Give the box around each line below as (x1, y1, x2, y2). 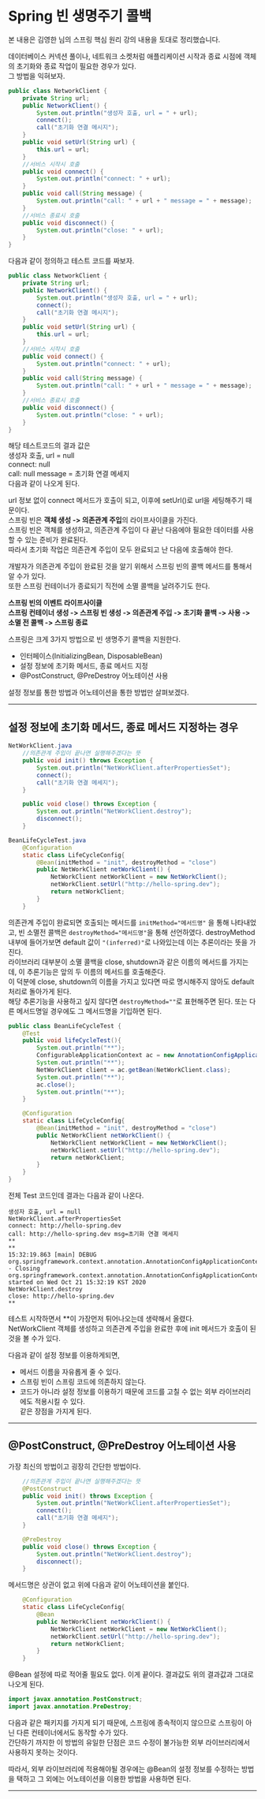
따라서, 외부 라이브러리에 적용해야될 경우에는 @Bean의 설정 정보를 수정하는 (8, 1764, 241, 1774)
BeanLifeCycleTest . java (8, 836, 87, 844)
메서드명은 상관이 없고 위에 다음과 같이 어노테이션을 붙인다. (8, 1580, 189, 1589)
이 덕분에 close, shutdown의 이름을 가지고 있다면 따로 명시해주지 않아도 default (8, 977, 255, 986)
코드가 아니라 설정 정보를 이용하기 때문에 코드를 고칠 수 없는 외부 (19, 1387, 218, 1396)
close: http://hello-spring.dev (8, 1292, 114, 1300)
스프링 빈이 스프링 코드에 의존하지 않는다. (19, 1377, 147, 1386)
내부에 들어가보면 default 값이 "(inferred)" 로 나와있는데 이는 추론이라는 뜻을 (8, 937, 248, 947)
